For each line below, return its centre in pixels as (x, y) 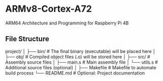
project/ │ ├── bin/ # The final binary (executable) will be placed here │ (80, 51)
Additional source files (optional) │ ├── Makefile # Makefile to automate (81, 67)
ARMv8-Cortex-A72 (49, 9)
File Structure (27, 39)
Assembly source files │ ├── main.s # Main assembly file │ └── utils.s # (82, 62)
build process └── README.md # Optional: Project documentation (75, 73)
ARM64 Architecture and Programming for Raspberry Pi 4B (67, 23)
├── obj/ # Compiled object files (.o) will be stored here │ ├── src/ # (78, 57)
